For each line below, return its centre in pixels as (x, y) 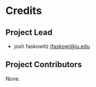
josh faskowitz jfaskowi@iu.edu (52, 46)
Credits (24, 11)
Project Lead (29, 32)
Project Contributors (44, 65)
